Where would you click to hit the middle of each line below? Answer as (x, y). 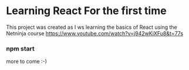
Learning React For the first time (86, 11)
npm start (21, 48)
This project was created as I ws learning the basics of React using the (92, 27)
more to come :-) (26, 61)
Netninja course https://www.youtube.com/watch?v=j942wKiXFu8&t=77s (95, 33)
